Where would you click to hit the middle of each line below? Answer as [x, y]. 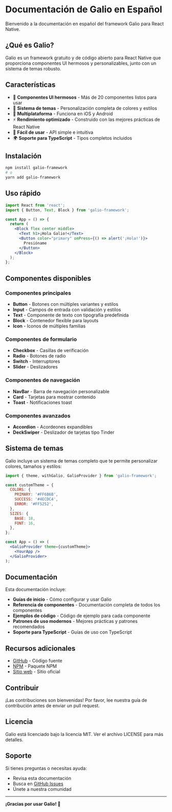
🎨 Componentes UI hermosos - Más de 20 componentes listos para [85, 97]
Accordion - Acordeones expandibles [53, 427]
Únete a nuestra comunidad [42, 789]
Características [30, 85]
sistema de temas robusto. [33, 68]
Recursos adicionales [40, 648]
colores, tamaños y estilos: [34, 466]
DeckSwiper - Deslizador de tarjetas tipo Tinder [63, 432]
